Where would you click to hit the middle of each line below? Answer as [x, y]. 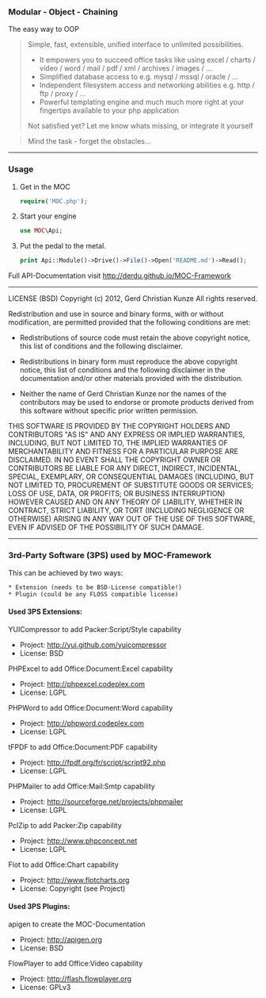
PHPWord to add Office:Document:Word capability [91, 707]
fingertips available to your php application [109, 110]
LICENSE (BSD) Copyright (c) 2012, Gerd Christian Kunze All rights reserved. [133, 299]
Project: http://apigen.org [61, 939]
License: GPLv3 [45, 987]
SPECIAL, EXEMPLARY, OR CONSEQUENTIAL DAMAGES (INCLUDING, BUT [131, 477]
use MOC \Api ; [41, 231]
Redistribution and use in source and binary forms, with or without [116, 314]
